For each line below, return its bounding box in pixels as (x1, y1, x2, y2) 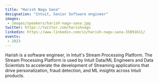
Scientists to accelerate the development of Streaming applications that (5, 62, 149, 68)
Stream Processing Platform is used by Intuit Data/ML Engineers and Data (5, 57, 154, 63)
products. (5, 72, 24, 78)
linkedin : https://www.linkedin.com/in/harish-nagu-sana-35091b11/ (5, 30, 146, 34)
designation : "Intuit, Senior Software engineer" (5, 12, 109, 17)
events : (5, 34, 21, 39)
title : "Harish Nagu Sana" (5, 7, 60, 12)
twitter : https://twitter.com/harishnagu (5, 25, 91, 30)
